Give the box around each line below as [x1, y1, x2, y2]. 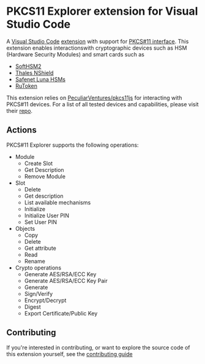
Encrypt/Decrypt [24, 296, 67, 304]
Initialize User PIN [24, 212, 69, 219]
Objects [15, 225, 35, 232]
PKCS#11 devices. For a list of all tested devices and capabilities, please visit [6, 100, 199, 108]
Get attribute [24, 244, 56, 252]
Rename [24, 257, 46, 265]
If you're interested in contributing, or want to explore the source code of [6, 344, 191, 351]
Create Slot [24, 160, 53, 167]
